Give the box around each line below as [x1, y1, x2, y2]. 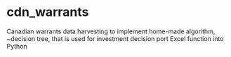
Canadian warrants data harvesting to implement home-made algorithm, [6, 27, 216, 35]
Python [6, 42, 27, 50]
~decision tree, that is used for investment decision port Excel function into [6, 34, 224, 42]
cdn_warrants [6, 4, 89, 20]
